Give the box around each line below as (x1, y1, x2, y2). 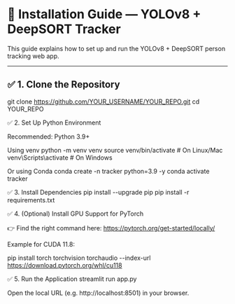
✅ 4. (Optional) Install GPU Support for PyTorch (7, 209, 144, 218)
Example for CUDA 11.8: (7, 240, 76, 248)
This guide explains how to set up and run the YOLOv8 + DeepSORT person (7, 44, 226, 53)
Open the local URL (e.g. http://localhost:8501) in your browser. (7, 289, 190, 297)
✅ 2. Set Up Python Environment (7, 118, 101, 127)
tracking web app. (7, 52, 59, 60)
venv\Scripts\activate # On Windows (7, 153, 113, 162)
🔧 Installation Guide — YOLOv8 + (7, 6, 201, 22)
